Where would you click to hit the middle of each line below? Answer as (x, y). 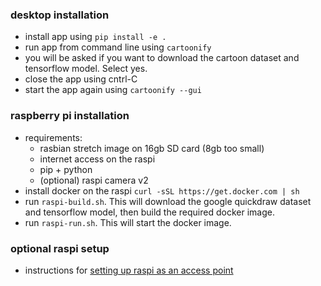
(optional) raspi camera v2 (94, 180)
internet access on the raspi (97, 159)
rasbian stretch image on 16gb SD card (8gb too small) (152, 148)
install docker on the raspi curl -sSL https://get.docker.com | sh (162, 190)
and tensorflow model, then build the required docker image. (149, 212)
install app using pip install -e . (95, 37)
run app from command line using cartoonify (118, 47)
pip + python (66, 169)
